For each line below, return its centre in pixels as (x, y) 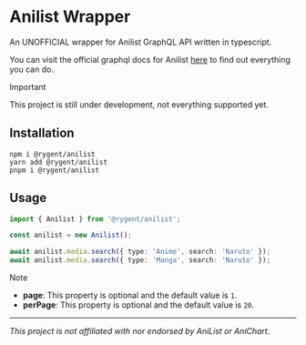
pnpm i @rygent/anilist (55, 170)
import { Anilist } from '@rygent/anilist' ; (95, 219)
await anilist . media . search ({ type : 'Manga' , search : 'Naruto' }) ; (140, 260)
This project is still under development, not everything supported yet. (139, 104)
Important (28, 86)
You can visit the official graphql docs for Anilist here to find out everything (150, 59)
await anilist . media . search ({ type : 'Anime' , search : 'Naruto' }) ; (140, 252)
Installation (42, 133)
